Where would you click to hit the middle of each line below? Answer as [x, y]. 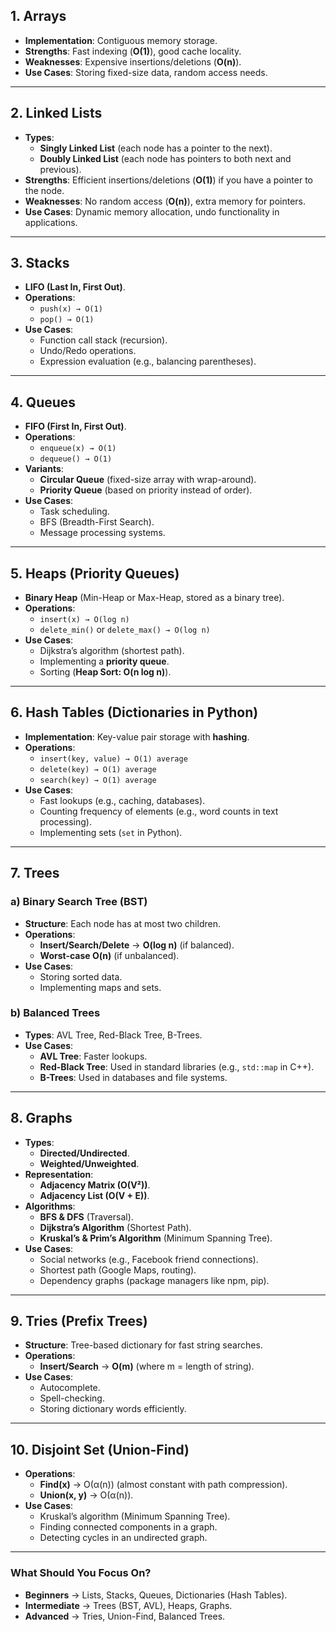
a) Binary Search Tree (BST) [79, 902]
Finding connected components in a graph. [128, 1527]
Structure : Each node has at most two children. [122, 923]
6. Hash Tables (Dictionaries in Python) [134, 712]
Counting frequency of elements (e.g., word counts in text [159, 811]
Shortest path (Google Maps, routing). [118, 1270]
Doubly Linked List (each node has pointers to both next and [165, 158]
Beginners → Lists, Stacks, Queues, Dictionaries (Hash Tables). [156, 1595]
